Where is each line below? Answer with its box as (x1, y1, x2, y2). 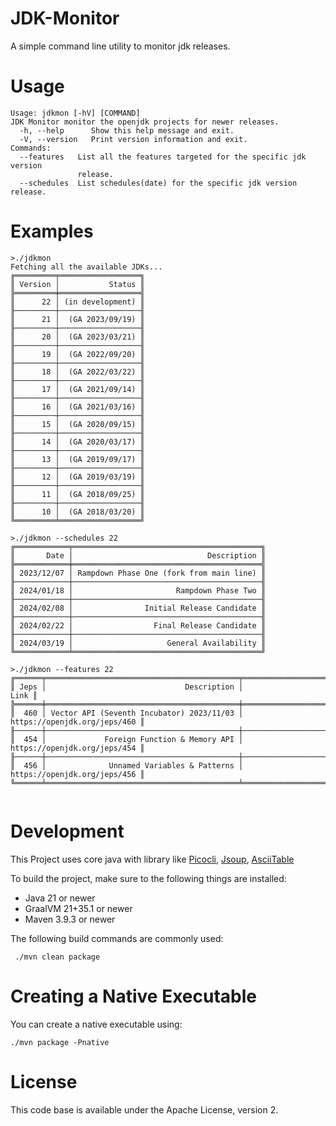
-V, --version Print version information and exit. (19, 134, 248, 144)
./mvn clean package (14, 952, 101, 962)
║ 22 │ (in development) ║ (10, 297, 145, 307)
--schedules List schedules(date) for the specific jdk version (19, 178, 298, 188)
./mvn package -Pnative (10, 1037, 110, 1047)
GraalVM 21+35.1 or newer (24, 902, 133, 914)
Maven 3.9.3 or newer (24, 913, 116, 925)
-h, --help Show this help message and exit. (19, 125, 235, 136)
